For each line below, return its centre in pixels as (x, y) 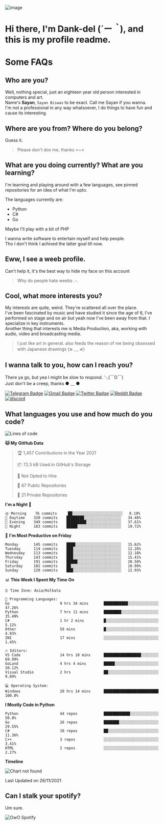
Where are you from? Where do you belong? (74, 128)
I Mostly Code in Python (30, 705)
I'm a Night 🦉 (18, 505)
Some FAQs (29, 62)
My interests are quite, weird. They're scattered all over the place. (71, 308)
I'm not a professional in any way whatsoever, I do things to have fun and (79, 108)
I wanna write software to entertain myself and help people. (65, 238)
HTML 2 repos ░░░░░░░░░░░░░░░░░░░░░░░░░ (82, 748)
